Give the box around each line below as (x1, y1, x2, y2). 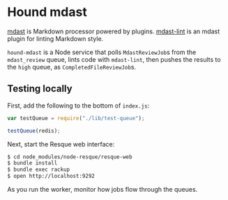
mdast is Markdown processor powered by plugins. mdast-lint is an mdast (7, 27, 220, 35)
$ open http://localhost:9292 (7, 173, 96, 180)
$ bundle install (7, 160, 58, 167)
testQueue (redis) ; (7, 127, 61, 134)
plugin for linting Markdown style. (7, 34, 104, 42)
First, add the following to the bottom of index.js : (7, 101, 150, 110)
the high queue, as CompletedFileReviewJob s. (7, 62, 137, 71)
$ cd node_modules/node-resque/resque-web (7, 153, 132, 160)
